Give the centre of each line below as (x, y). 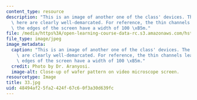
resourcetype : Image (31, 77)
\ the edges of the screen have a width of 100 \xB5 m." (81, 28)
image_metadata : (26, 45)
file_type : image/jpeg (34, 39)
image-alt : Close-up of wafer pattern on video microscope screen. (96, 72)
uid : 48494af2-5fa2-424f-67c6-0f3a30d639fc (60, 88)
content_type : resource (35, 11)
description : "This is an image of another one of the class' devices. (95, 17)
